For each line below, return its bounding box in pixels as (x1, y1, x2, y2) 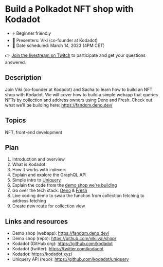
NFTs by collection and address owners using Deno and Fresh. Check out (5, 97, 152, 103)
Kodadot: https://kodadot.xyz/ (12, 251, 72, 257)
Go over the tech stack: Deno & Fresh (12, 187, 88, 194)
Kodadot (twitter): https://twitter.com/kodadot (12, 246, 104, 252)
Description (5, 73, 41, 82)
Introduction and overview (12, 156, 65, 162)
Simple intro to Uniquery (12, 177, 61, 183)
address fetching (12, 198, 46, 204)
